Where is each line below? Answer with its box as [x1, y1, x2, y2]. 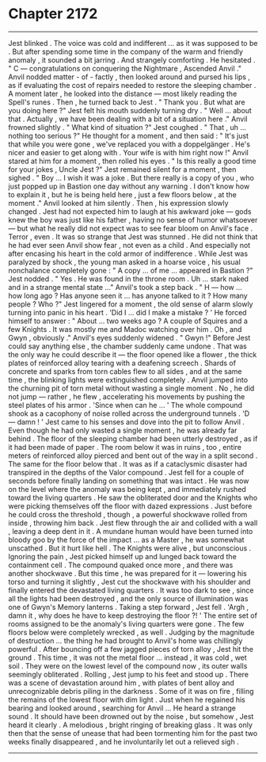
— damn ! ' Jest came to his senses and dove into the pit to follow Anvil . [8, 417, 245, 426]
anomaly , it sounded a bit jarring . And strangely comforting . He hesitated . [8, 55, 256, 64]
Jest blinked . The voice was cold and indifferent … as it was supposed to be [8, 38, 258, 48]
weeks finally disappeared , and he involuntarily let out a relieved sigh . [8, 737, 239, 746]
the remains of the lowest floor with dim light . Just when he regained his [8, 695, 245, 704]
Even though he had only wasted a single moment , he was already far [8, 425, 237, 435]
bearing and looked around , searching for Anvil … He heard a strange [8, 703, 236, 713]
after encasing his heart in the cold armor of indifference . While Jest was [8, 249, 248, 258]
